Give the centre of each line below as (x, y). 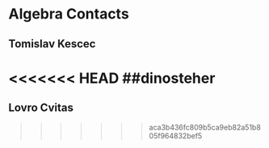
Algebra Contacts (69, 14)
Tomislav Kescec (52, 44)
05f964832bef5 (176, 136)
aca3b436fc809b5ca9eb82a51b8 (205, 127)
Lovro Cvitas (41, 108)
